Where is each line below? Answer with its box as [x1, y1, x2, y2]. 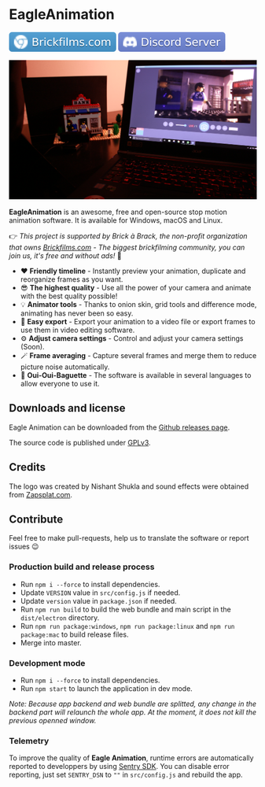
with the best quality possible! [20, 291, 118, 301]
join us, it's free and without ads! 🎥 [9, 250, 122, 260]
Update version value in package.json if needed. [20, 596, 178, 605]
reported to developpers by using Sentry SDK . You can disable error [9, 762, 230, 771]
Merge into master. [20, 637, 82, 647]
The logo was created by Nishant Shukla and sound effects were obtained [9, 482, 249, 491]
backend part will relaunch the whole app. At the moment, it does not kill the [9, 707, 257, 717]
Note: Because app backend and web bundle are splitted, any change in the [9, 699, 257, 708]
